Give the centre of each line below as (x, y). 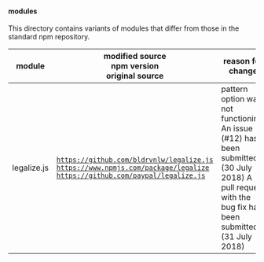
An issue (237, 128)
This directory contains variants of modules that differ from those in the (124, 28)
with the (236, 197)
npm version (135, 66)
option (233, 99)
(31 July (237, 237)
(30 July (237, 168)
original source (135, 76)
